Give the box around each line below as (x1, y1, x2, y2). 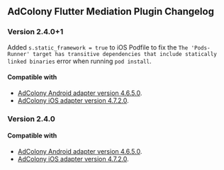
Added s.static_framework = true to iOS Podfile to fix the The (7, 42, 189, 52)
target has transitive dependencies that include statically (33, 50, 218, 57)
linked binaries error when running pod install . (7, 57, 152, 65)
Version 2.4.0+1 (7, 27, 64, 37)
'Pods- (191, 44, 211, 52)
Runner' (7, 50, 30, 57)
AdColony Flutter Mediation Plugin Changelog (7, 6, 215, 18)
